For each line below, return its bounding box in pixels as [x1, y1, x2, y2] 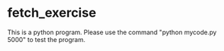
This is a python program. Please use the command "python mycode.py [7, 28, 217, 36]
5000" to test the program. [7, 35, 86, 43]
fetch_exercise [7, 5, 97, 21]
